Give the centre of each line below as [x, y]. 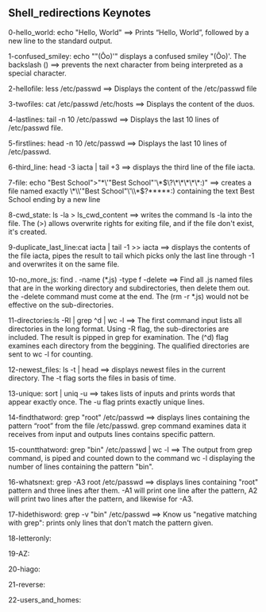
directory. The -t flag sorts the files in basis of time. [92, 378]
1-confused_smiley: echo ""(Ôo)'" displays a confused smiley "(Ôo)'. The [127, 56]
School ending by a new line [54, 199]
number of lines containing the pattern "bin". [81, 466]
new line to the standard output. [60, 41]
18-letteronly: [30, 538]
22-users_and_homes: [45, 599]
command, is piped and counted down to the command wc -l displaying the [132, 458]
